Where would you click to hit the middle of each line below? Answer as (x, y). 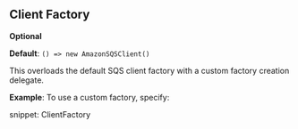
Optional (26, 36)
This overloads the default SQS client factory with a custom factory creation (149, 70)
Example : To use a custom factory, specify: (89, 97)
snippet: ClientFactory (50, 114)
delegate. (27, 80)
